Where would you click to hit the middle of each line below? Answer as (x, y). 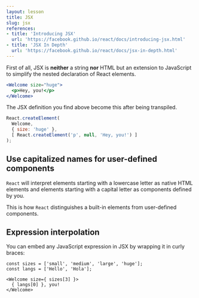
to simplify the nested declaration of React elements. (71, 74)
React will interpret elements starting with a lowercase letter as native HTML (99, 183)
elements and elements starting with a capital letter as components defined (99, 189)
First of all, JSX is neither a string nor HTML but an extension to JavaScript (99, 67)
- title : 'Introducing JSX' (41, 34)
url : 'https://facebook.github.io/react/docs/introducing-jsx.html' (99, 39)
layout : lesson (25, 12)
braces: (16, 253)
